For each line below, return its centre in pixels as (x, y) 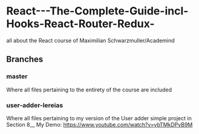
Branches (25, 59)
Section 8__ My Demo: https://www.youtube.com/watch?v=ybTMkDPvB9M (99, 124)
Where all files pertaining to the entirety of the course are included (89, 90)
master (17, 76)
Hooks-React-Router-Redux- (81, 24)
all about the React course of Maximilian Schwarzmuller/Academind (91, 40)
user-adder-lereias (35, 105)
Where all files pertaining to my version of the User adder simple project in (99, 118)
